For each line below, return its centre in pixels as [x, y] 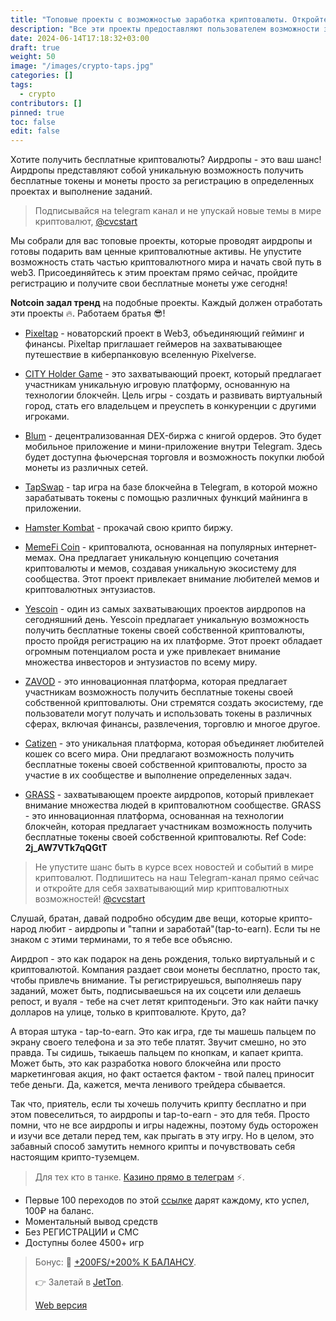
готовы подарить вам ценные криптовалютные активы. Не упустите [156, 252]
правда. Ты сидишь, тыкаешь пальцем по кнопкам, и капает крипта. [157, 1053]
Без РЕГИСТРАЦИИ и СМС [82, 1232]
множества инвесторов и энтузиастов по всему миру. [141, 662]
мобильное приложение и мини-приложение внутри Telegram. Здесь [173, 447]
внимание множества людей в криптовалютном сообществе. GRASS [173, 805]
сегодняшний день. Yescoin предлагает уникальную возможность [167, 620]
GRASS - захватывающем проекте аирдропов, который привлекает [169, 795]
